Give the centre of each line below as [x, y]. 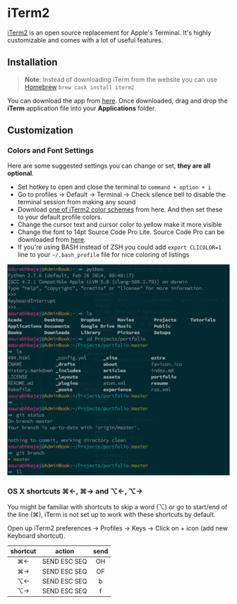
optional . [20, 173]
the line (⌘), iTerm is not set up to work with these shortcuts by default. [112, 514]
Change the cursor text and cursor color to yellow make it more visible [120, 225]
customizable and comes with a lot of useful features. [85, 40]
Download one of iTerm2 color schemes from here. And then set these [120, 209]
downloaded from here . [51, 240]
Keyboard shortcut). [36, 535]
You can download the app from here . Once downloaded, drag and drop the [117, 100]
